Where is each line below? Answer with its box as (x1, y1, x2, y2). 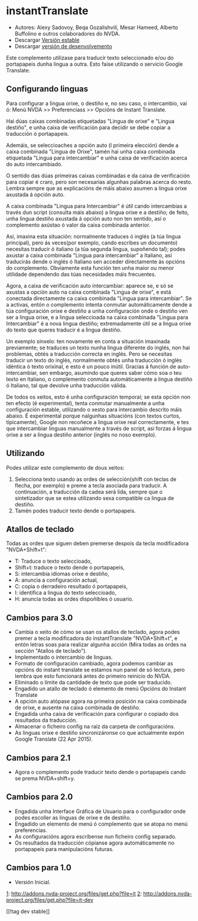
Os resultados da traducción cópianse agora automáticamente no (14, 839, 174, 846)
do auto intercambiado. (6, 160, 63, 167)
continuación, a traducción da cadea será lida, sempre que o (14, 488, 163, 495)
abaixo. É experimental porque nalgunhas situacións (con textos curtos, (6, 412, 181, 419)
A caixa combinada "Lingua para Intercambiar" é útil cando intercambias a (6, 202, 187, 209)
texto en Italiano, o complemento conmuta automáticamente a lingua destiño (6, 375, 193, 383)
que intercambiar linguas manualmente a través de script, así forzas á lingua (6, 425, 192, 432)
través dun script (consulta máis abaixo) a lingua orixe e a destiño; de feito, (6, 209, 189, 216)
